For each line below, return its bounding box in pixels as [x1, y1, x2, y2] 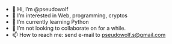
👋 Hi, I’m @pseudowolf [11, 6, 69, 12]
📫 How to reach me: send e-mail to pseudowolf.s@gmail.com [11, 32, 166, 38]
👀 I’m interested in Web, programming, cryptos [11, 12, 128, 19]
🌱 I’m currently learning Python [11, 18, 89, 25]
